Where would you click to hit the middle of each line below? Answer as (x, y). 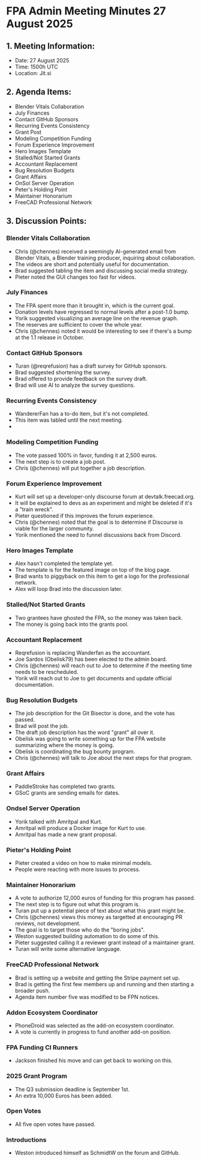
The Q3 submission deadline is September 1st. (72, 1089)
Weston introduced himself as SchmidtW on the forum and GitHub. (97, 1153)
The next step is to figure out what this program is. (77, 905)
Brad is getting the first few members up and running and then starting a (104, 984)
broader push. (32, 990)
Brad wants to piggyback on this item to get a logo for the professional (102, 576)
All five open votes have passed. (55, 1124)
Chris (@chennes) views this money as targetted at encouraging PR (99, 917)
